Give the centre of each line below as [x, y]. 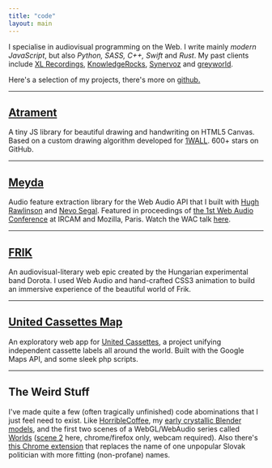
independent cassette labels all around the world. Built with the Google [126, 350]
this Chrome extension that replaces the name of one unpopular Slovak [127, 446]
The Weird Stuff [49, 392]
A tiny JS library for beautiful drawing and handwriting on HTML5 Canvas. [132, 132]
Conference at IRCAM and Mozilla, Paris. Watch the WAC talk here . [120, 219]
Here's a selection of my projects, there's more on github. [104, 79]
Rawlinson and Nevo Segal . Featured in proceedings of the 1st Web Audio [131, 211]
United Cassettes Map [66, 322]
